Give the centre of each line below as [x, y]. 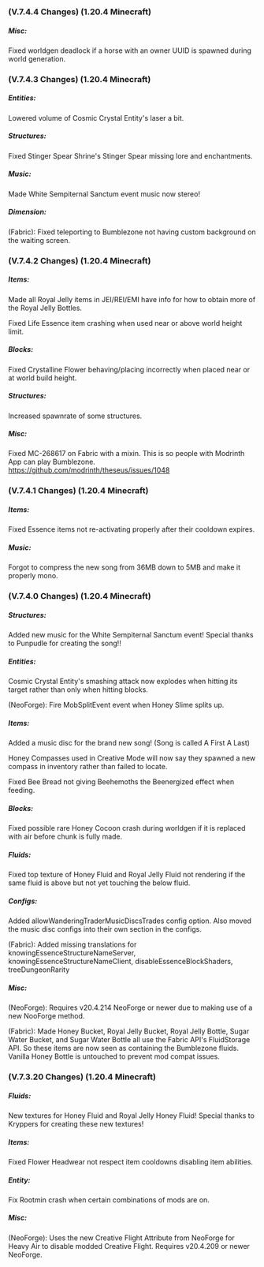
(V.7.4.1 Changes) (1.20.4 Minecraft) [78, 491]
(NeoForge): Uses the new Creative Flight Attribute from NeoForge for [121, 1238]
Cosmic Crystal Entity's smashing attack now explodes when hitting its [123, 682]
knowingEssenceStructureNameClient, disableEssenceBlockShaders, [121, 962]
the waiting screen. [39, 240]
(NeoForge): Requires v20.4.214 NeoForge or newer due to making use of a [130, 1007]
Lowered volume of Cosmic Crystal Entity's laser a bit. [96, 118]
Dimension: [28, 212]
